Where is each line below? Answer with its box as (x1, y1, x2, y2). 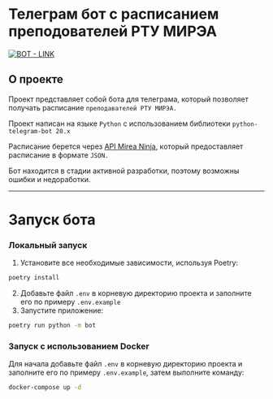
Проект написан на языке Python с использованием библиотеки (8, 119, 231, 128)
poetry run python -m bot (8, 322, 96, 330)
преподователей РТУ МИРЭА (8, 22, 218, 41)
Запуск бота (8, 210, 96, 228)
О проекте (8, 72, 63, 86)
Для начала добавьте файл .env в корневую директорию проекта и (8, 359, 243, 369)
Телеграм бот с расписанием (8, 5, 219, 24)
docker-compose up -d (8, 384, 82, 392)
